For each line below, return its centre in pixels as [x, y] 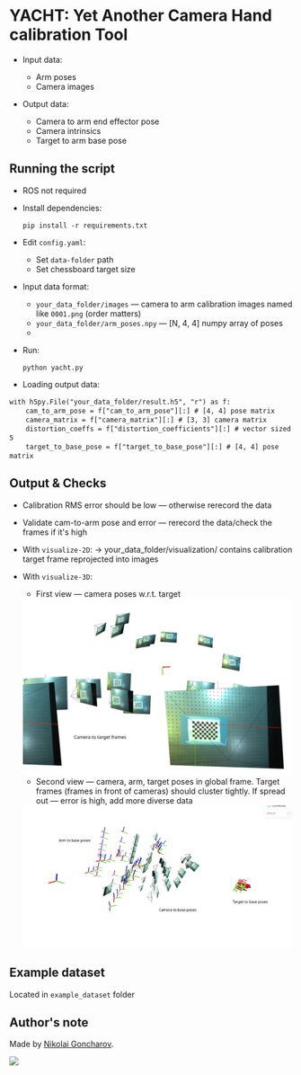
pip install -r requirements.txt [85, 226]
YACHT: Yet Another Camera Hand [141, 16]
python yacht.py [53, 368]
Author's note [49, 1022]
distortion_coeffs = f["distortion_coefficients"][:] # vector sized [159, 429]
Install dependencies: [62, 208]
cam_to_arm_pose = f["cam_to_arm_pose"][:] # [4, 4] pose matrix [150, 411]
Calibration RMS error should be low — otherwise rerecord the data [147, 505]
